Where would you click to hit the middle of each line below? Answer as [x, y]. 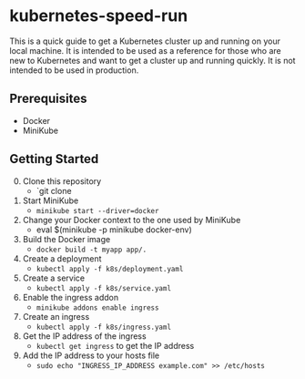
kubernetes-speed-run [99, 16]
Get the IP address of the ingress [85, 336]
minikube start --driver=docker [97, 210]
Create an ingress [56, 316]
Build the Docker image [66, 239]
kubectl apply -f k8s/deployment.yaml [110, 269]
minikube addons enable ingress [97, 307]
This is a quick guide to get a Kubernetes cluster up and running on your [145, 41]
